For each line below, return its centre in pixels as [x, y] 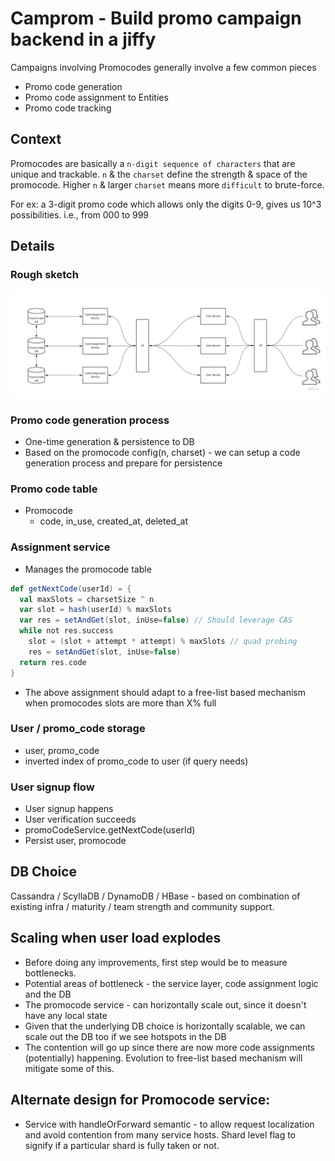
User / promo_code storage [78, 729]
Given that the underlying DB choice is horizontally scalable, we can [165, 1026]
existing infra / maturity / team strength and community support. [142, 906]
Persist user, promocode [75, 841]
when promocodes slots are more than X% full [120, 703]
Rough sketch [44, 275]
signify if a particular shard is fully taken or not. [122, 1145]
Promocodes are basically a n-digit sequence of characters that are [153, 163]
